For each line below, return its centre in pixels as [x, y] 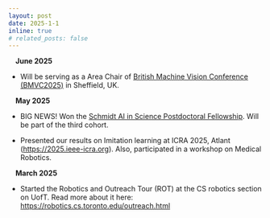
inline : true [30, 31]
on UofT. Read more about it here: [77, 197]
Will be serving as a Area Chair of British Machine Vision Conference [134, 76]
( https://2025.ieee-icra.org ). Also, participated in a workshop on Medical [141, 149]
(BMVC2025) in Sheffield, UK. [69, 85]
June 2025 [34, 61]
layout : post [30, 16]
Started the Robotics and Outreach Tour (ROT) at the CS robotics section [141, 189]
